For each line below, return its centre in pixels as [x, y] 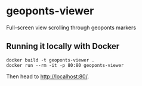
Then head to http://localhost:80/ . [48, 76]
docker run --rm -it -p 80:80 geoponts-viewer [65, 65]
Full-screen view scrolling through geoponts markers [71, 27]
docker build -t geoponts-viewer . [50, 60]
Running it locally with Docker [63, 46]
